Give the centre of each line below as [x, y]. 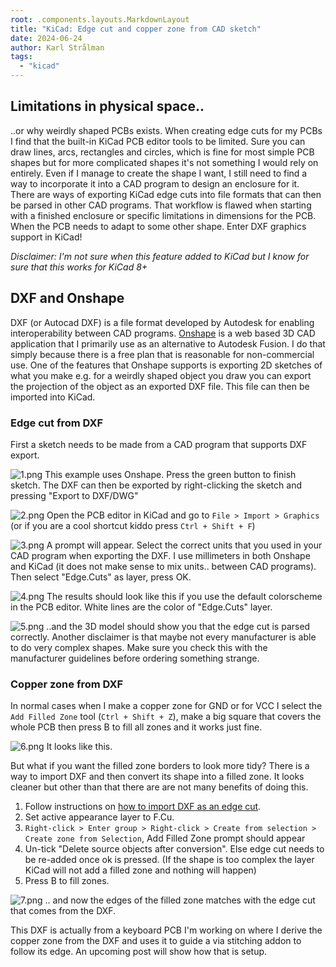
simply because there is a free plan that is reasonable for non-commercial [162, 354]
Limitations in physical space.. [107, 106]
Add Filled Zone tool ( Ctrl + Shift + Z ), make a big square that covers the [166, 717]
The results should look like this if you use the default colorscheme [184, 596]
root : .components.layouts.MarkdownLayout [100, 19]
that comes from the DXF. [63, 911]
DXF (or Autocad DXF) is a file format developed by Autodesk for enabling [162, 322]
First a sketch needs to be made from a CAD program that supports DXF [159, 444]
